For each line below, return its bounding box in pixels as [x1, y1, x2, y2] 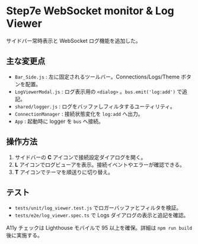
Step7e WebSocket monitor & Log [6, 4, 175, 18]
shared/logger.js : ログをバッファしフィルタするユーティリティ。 [14, 103, 176, 110]
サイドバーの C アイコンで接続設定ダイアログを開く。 [14, 153, 146, 161]
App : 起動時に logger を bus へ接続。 [14, 118, 104, 125]
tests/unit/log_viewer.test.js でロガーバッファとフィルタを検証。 [14, 204, 182, 211]
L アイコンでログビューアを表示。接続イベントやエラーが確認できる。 [14, 161, 186, 168]
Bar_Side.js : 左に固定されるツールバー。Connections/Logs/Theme [14, 73, 180, 80]
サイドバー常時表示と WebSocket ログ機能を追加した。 [6, 37, 141, 44]
